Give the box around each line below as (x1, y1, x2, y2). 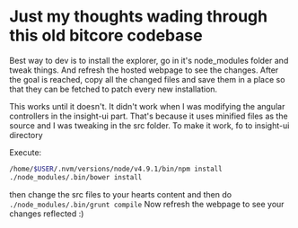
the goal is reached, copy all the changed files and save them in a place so (9, 74, 285, 84)
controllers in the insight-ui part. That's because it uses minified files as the (9, 110, 289, 121)
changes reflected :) (9, 208, 84, 219)
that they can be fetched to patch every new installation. (9, 83, 218, 94)
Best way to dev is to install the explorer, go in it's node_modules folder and (9, 55, 289, 66)
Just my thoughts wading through (9, 6, 267, 27)
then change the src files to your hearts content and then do (9, 189, 232, 199)
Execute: (9, 146, 42, 158)
